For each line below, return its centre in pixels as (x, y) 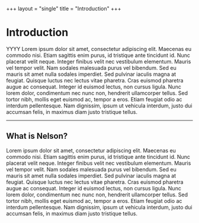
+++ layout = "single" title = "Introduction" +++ (64, 9)
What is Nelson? (37, 136)
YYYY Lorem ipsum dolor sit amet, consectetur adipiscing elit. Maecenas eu (99, 49)
